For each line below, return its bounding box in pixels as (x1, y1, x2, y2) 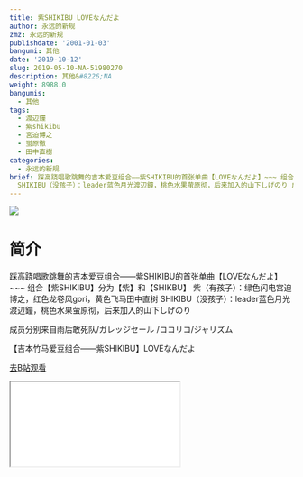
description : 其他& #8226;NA (9, 72, 113, 81)
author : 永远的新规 (9, 22, 76, 31)
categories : (9, 155, 54, 165)
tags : (9, 105, 30, 115)
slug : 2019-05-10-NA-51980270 (9, 64, 124, 73)
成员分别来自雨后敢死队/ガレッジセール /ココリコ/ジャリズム (9, 324, 234, 335)
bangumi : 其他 (9, 47, 60, 56)
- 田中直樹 (17, 147, 53, 156)
